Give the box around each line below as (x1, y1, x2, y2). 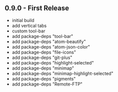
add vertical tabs (11, 22, 47, 28)
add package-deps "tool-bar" (11, 33, 73, 39)
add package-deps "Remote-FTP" (11, 81, 83, 87)
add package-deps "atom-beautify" (11, 38, 86, 44)
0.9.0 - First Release (4, 4, 69, 12)
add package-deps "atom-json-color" (11, 43, 90, 49)
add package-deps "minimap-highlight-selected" (11, 70, 113, 76)
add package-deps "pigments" (11, 75, 76, 81)
